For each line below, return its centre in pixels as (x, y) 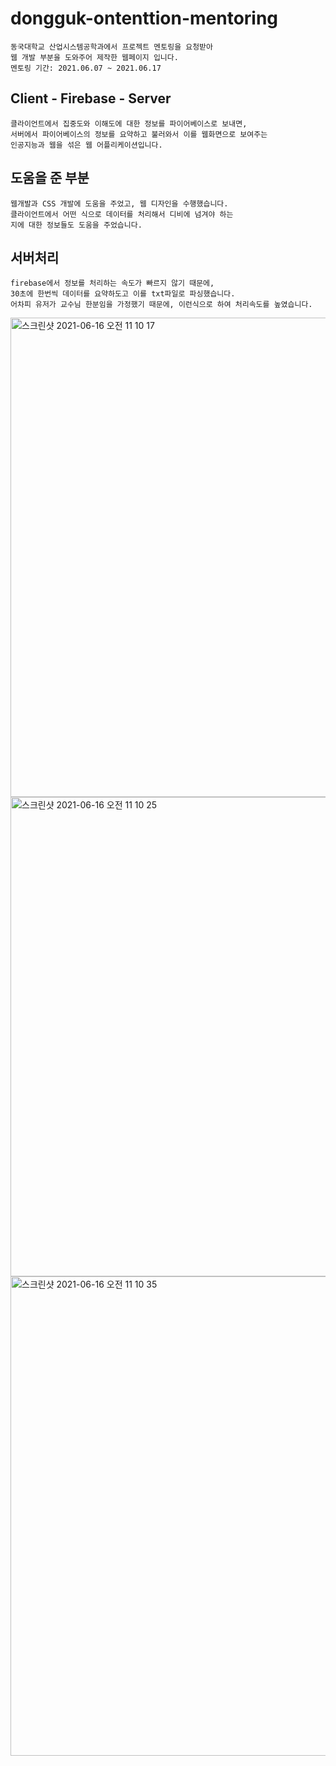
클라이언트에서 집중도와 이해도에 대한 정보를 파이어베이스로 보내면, (129, 123)
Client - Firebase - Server (91, 98)
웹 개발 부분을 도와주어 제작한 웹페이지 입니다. (94, 57)
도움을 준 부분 (50, 178)
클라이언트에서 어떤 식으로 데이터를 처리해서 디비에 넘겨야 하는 (122, 214)
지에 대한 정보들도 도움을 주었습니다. (76, 225)
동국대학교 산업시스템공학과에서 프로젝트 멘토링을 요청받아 (111, 47)
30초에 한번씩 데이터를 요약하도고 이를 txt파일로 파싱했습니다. (123, 294)
